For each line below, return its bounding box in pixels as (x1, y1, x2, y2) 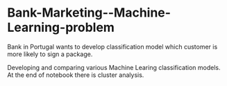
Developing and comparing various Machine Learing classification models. (7, 63, 221, 71)
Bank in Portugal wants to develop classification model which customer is (7, 42, 218, 51)
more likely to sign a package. (7, 50, 93, 58)
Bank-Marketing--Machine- (7, 5, 171, 21)
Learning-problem (7, 19, 115, 35)
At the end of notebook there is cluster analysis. (7, 71, 144, 79)
